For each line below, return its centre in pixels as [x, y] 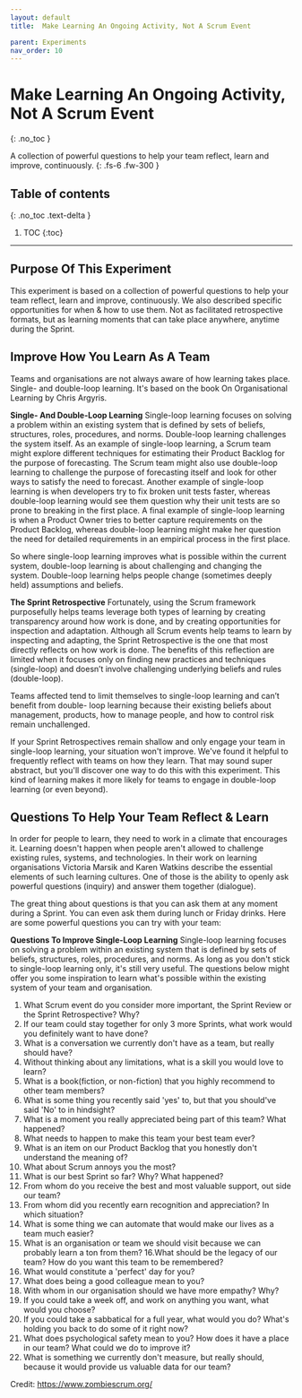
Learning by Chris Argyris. [59, 397]
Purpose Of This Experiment [91, 269]
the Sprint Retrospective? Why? [81, 1014]
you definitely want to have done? [86, 1034]
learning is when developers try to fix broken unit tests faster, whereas [141, 491]
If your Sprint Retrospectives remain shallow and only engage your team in [148, 741]
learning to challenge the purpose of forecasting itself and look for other [143, 472]
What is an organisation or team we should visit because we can [142, 1243]
